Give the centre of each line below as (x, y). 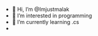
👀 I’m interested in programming (52, 16)
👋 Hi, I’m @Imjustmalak (41, 9)
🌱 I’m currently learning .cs (46, 22)
